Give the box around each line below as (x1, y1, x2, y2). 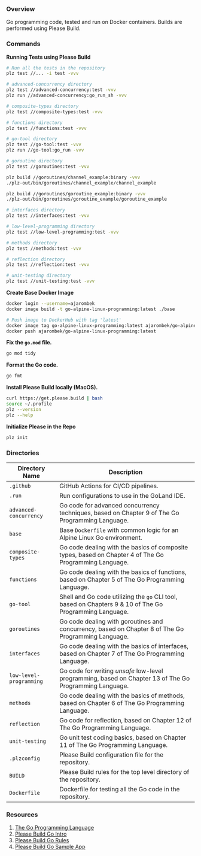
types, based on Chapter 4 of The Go (59, 550, 165, 559)
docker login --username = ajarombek (6, 301, 95, 307)
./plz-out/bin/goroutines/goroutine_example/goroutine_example (6, 196, 167, 202)
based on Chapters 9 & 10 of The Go (59, 600, 163, 608)
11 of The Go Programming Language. (59, 740, 168, 749)
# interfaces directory (6, 207, 66, 213)
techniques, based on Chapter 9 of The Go (59, 509, 179, 517)
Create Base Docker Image (6, 289, 74, 297)
